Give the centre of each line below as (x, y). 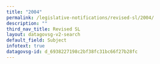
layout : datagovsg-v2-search (43, 35)
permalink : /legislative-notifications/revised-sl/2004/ (80, 18)
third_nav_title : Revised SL (43, 29)
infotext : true (26, 46)
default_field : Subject (37, 40)
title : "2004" (24, 12)
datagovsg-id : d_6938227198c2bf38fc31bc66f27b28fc (72, 52)
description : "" (27, 23)
